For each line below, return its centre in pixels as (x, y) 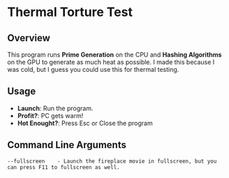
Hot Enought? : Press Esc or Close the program (85, 123)
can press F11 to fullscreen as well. (64, 167)
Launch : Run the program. (55, 108)
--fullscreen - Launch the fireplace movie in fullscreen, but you (112, 161)
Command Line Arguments (67, 145)
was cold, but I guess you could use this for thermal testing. (93, 69)
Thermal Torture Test (70, 12)
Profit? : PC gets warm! (50, 115)
